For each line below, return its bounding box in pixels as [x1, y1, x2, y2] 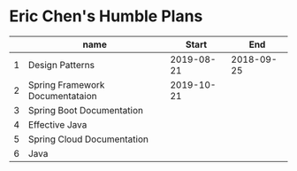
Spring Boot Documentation [27, 104, 144, 116]
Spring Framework [27, 78, 105, 90]
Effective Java [27, 118, 88, 130]
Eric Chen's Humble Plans [9, 6, 203, 27]
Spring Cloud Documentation [27, 133, 148, 145]
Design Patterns [27, 58, 95, 71]
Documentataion [27, 89, 97, 102]
